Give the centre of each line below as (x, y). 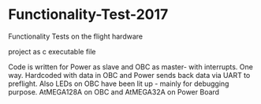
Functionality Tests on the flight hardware (76, 36)
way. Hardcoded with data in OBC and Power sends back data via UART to (129, 75)
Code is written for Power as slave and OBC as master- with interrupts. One (131, 67)
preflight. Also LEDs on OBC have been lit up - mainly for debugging (119, 84)
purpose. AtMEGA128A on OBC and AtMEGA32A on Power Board (114, 91)
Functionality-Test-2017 (88, 15)
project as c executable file (52, 51)
